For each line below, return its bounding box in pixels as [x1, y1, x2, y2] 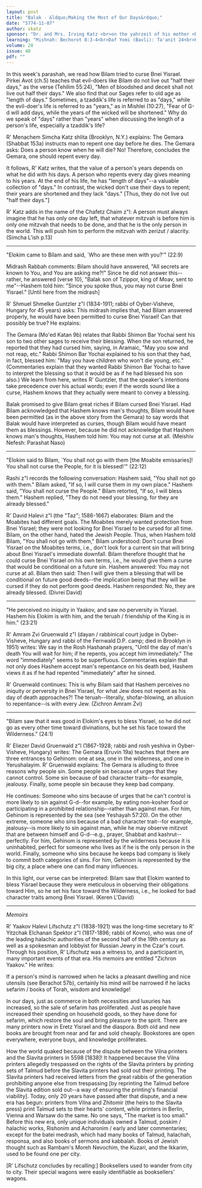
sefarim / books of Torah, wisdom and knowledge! [6, 985, 131, 993]
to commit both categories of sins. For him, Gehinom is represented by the [6, 856, 191, 863]
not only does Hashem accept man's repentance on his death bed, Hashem [6, 662, 194, 670]
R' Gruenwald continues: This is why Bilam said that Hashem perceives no [6, 680, 190, 688]
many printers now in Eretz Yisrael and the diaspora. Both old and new [6, 1023, 180, 1030]
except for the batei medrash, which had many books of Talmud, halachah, [6, 1131, 192, 1138]
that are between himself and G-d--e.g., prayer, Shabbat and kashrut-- [6, 831, 182, 838]
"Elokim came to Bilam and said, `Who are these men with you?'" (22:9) [6, 251, 183, 258]
